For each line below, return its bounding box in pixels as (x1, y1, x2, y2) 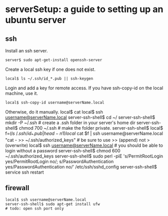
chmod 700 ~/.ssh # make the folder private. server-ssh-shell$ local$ (19, 125, 163, 131)
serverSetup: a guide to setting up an (5, 4, 163, 15)
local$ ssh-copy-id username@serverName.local (5, 100, 105, 105)
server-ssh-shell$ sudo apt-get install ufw (5, 201, 100, 206)
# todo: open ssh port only (5, 206, 64, 211)
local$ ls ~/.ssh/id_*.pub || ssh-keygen (5, 76, 94, 81)
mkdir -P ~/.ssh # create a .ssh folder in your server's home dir (5, 120, 136, 126)
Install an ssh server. (5, 48, 48, 53)
